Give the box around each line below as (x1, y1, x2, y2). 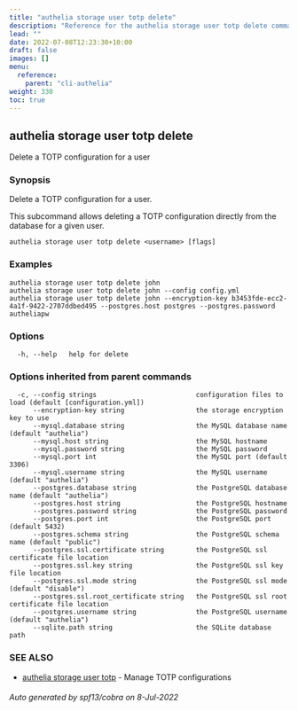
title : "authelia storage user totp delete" (9, 12, 176, 22)
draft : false (9, 46, 58, 55)
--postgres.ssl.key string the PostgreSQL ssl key (32, 561, 284, 570)
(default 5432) (9, 522, 66, 532)
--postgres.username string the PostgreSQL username (32, 608, 288, 617)
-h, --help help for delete (17, 350, 129, 359)
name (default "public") (9, 538, 101, 547)
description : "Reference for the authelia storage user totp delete (9, 21, 268, 30)
